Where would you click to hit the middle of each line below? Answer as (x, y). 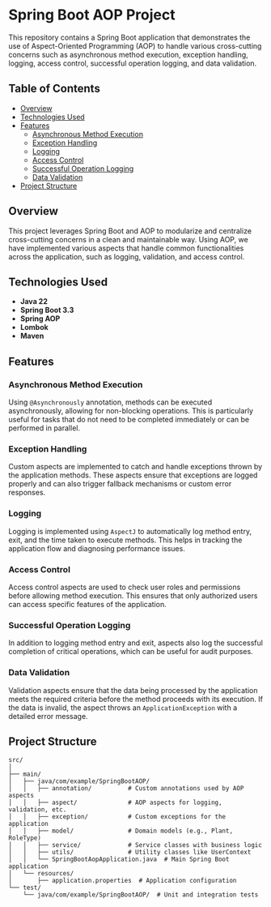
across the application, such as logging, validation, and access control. (127, 256)
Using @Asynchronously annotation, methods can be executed (110, 402)
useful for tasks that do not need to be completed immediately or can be (129, 420)
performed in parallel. (44, 428)
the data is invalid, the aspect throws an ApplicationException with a (123, 708)
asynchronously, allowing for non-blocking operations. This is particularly (131, 411)
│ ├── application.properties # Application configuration (123, 881)
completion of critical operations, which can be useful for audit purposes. (131, 652)
